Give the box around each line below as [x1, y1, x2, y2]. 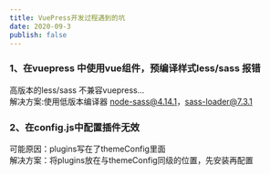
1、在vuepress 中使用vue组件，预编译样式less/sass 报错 [9, 62, 262, 75]
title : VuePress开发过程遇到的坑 [9, 13, 126, 23]
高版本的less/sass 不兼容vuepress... [9, 84, 145, 96]
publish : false [9, 30, 67, 39]
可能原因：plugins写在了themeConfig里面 [9, 143, 166, 154]
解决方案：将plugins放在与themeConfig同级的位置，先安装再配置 [9, 154, 254, 165]
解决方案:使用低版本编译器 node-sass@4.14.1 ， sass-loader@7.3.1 [9, 96, 254, 107]
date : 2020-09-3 [9, 22, 71, 31]
